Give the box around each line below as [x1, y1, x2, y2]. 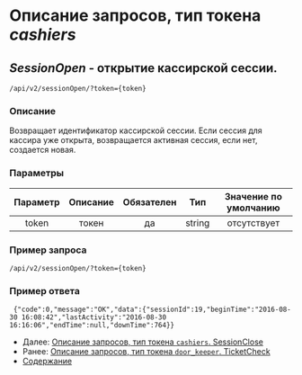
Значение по [224, 190, 283, 202]
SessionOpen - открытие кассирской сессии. [9, 60, 278, 76]
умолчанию [226, 201, 280, 214]
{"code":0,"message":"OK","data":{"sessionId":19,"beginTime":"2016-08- [13, 305, 292, 315]
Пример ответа [9, 284, 81, 297]
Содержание [22, 356, 73, 367]
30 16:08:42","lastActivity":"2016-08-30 [9, 313, 167, 322]
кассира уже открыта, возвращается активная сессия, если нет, [9, 135, 258, 146]
